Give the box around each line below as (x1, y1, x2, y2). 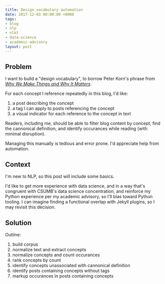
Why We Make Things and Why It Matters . (5, 81, 92, 87)
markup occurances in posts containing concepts (12, 273, 114, 279)
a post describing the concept (12, 100, 74, 106)
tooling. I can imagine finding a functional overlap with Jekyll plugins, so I (5, 199, 155, 205)
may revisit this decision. (5, 204, 56, 210)
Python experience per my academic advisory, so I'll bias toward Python (5, 194, 153, 200)
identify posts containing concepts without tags (12, 268, 110, 274)
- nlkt (5, 30, 19, 35)
